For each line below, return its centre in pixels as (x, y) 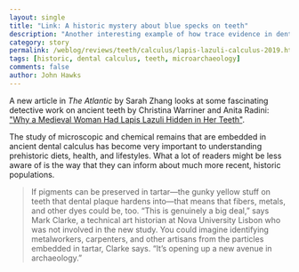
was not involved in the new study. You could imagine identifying (150, 229)
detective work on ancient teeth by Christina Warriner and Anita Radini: (139, 110)
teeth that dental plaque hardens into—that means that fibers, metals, (158, 201)
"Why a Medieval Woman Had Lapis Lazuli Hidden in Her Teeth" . (127, 119)
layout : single (37, 17)
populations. (32, 174)
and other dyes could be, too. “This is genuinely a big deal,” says (150, 211)
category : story (39, 42)
